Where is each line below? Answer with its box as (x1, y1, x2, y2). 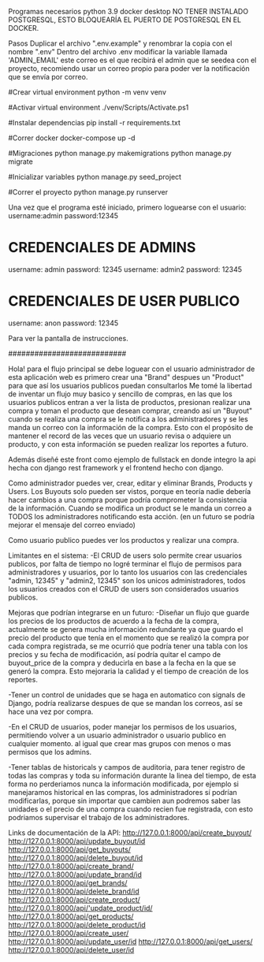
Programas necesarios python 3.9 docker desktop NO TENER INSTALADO (8, 7, 249, 16)
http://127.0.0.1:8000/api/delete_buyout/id (8, 852, 143, 862)
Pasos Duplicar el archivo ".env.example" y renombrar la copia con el (8, 39, 232, 48)
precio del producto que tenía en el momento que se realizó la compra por (8, 633, 250, 642)
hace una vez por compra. (8, 707, 94, 716)
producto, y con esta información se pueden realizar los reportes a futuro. (8, 439, 249, 448)
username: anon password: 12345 (8, 318, 119, 328)
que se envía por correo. (8, 72, 88, 81)
